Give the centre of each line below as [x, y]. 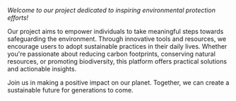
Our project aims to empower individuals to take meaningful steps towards [116, 31]
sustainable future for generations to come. [70, 90]
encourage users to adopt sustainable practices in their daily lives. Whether [117, 46]
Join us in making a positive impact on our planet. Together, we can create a [118, 83]
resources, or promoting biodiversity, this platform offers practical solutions [117, 61]
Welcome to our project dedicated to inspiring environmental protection [111, 10]
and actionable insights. [42, 69]
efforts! [18, 18]
